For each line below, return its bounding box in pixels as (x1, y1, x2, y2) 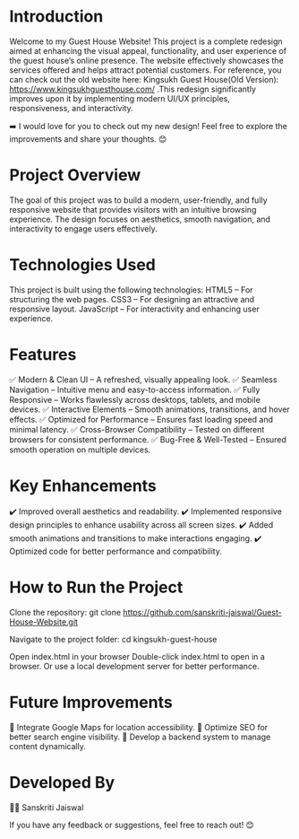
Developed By (9, 772, 115, 792)
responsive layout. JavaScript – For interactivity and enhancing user (9, 303, 260, 314)
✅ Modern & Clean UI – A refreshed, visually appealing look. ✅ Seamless (9, 374, 278, 385)
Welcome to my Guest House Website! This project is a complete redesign (9, 36, 284, 47)
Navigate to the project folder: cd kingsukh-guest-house (9, 634, 218, 644)
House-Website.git (9, 616, 79, 627)
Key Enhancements (9, 476, 157, 495)
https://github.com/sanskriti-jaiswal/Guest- (123, 607, 282, 617)
